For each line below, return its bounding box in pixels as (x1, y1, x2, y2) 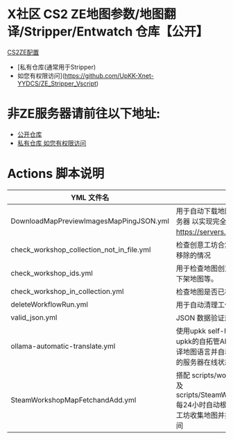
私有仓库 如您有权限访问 (17, 138, 87, 147)
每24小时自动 (175, 400, 221, 409)
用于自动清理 (175, 300, 218, 309)
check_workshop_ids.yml (10, 268, 94, 278)
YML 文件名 (70, 193, 110, 202)
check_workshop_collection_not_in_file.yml (10, 245, 151, 254)
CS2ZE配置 (7, 48, 40, 56)
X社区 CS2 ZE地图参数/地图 (7, 6, 164, 22)
